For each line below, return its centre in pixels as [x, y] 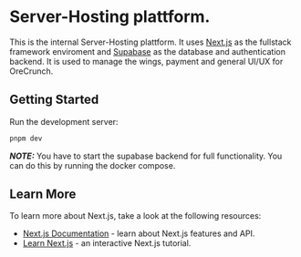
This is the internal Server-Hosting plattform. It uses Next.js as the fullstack [150, 42]
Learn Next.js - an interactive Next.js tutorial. [107, 243]
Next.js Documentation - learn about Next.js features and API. [139, 233]
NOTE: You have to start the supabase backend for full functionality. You [146, 156]
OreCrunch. [31, 71]
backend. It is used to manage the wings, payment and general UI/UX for [146, 61]
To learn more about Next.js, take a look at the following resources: [135, 216]
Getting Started [54, 100]
